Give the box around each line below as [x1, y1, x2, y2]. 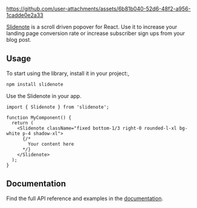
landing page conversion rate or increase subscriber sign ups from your [6, 30, 186, 37]
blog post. [6, 36, 31, 43]
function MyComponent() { [6, 114, 71, 120]
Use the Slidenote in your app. [6, 92, 82, 99]
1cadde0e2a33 [6, 11, 44, 19]
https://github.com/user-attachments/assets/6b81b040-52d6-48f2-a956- [6, 5, 192, 12]
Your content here [28, 141, 74, 147]
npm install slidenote [6, 81, 63, 87]
